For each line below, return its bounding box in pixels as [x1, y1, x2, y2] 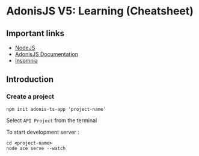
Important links [6, 28, 65, 39]
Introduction [6, 74, 54, 85]
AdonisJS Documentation [14, 51, 79, 58]
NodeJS [14, 44, 35, 51]
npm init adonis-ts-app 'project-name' [6, 106, 106, 112]
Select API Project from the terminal [6, 116, 97, 124]
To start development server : [6, 128, 80, 136]
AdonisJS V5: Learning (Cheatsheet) [6, 4, 194, 18]
